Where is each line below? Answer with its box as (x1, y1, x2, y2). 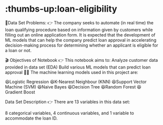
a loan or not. (5, 47, 32, 53)
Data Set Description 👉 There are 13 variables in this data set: (5, 99, 130, 105)
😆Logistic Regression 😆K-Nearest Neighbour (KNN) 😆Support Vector (5, 79, 147, 85)
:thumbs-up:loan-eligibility (5, 3, 118, 15)
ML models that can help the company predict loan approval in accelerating (5, 37, 157, 43)
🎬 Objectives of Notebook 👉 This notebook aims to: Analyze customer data (5, 57, 158, 63)
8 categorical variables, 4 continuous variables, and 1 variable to (5, 110, 134, 116)
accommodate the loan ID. (5, 115, 58, 121)
